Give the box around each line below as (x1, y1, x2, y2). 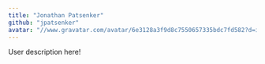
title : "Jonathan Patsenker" (8, 11, 104, 20)
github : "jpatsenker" (8, 19, 80, 27)
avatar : (8, 26, 34, 34)
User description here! (8, 48, 81, 57)
